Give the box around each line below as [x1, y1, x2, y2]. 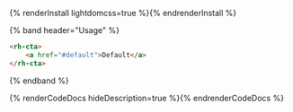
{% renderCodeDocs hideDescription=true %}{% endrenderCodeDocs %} [9, 92, 285, 103]
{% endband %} [9, 75, 69, 86]
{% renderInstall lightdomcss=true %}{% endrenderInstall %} [9, 8, 237, 18]
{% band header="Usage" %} [9, 25, 120, 35]
